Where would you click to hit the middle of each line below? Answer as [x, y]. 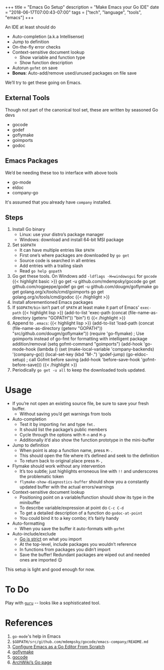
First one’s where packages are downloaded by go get [74, 255]
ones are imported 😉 [41, 560]
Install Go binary [29, 229]
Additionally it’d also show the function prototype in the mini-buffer [87, 440]
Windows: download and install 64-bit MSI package [71, 240]
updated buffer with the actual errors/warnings [67, 487]
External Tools [27, 98]
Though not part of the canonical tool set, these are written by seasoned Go [82, 109]
